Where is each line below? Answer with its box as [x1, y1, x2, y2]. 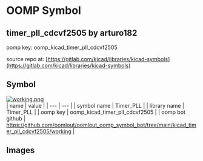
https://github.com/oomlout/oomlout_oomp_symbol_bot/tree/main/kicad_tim [6, 121, 197, 128]
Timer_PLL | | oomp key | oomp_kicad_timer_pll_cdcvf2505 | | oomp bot [6, 108, 186, 116]
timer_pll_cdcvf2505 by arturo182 [6, 28, 138, 38]
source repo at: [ [6, 56, 48, 62]
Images [6, 145, 35, 156]
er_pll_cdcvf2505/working [6, 128, 72, 135]
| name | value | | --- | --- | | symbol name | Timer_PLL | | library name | [6, 102, 185, 109]
